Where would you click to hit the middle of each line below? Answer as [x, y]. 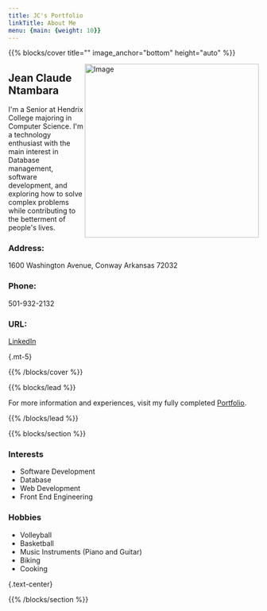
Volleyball [36, 535]
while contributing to [42, 211]
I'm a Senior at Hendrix [46, 110]
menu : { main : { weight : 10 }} [55, 30]
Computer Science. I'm [46, 126]
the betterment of [37, 219]
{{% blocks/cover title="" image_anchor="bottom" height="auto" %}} [122, 53]
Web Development [50, 489]
